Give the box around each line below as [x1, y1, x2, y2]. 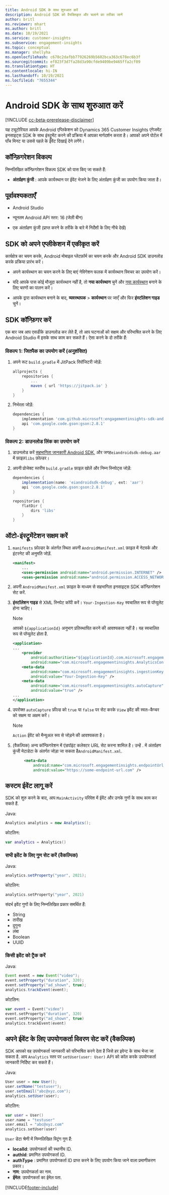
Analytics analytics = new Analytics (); [5, 820, 92, 826]
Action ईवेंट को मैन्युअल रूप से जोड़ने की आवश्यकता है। [12, 732, 105, 738]
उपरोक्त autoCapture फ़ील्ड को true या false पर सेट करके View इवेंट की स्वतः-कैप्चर [12, 706, 159, 713]
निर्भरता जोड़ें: [12, 402, 34, 408]
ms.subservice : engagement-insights [5, 40, 82, 46]
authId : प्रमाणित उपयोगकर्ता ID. [12, 1152, 66, 1158]
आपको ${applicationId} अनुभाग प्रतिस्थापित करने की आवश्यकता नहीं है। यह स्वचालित [12, 625, 159, 631]
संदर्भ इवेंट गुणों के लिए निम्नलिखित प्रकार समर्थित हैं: [5, 901, 87, 908]
